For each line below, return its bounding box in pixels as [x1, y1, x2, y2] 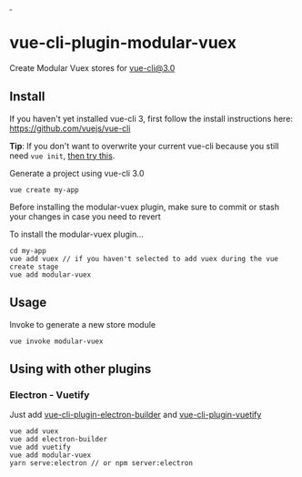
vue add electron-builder [9, 435, 107, 444]
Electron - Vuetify [9, 388, 90, 401]
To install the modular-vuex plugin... [9, 228, 144, 239]
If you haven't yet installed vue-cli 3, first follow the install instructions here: [9, 113, 294, 124]
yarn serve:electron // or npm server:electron [9, 459, 194, 468]
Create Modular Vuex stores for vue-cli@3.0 [9, 62, 176, 73]
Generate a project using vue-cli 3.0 [9, 167, 145, 178]
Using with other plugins [9, 360, 152, 377]
